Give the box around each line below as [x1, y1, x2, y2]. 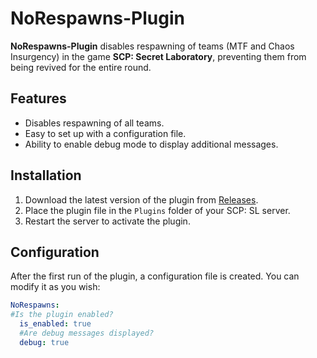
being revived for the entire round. [10, 61, 152, 73]
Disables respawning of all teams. [24, 117, 165, 129]
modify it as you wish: [10, 281, 101, 293]
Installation [10, 167, 82, 184]
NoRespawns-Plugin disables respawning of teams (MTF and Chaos [10, 40, 295, 52]
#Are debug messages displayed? [19, 328, 155, 338]
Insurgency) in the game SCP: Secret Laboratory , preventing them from [10, 50, 307, 62]
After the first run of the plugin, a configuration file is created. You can [10, 270, 300, 282]
